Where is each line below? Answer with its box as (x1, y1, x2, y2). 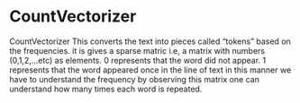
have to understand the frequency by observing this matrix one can (9, 73, 259, 84)
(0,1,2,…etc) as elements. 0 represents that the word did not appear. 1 (9, 55, 267, 65)
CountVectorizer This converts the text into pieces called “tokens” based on (9, 36, 291, 47)
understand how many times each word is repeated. (9, 83, 203, 94)
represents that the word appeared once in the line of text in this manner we (9, 64, 292, 75)
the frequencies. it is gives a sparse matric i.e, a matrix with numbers (9, 45, 266, 56)
